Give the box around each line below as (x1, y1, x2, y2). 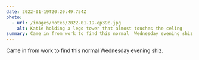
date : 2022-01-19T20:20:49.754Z (6, 8, 86, 15)
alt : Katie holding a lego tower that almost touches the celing (17, 25, 183, 31)
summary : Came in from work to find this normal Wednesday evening (6, 31, 180, 37)
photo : (6, 14, 23, 20)
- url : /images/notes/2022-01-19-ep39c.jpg (11, 20, 121, 26)
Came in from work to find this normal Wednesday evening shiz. (6, 47, 164, 54)
